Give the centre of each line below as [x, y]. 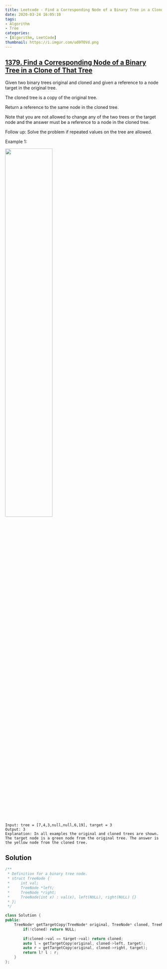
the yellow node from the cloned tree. [46, 843]
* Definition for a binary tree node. [47, 874]
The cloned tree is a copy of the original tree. [51, 97]
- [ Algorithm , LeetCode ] [31, 38]
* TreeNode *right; [32, 893]
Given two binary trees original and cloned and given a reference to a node [82, 82]
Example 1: [16, 141]
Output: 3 [15, 829]
